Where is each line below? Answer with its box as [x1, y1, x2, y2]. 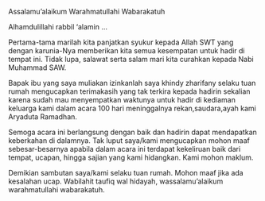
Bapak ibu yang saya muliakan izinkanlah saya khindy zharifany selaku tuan [8, 79, 256, 87]
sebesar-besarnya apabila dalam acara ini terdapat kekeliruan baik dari [8, 145, 241, 153]
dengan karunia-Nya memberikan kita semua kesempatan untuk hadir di [8, 46, 245, 55]
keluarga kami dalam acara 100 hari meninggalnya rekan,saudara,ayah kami [8, 103, 256, 113]
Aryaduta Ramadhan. [8, 112, 78, 122]
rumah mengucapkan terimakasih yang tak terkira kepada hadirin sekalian [8, 87, 251, 96]
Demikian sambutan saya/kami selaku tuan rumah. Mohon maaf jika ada [8, 168, 244, 177]
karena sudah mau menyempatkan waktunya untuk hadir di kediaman [8, 95, 236, 104]
